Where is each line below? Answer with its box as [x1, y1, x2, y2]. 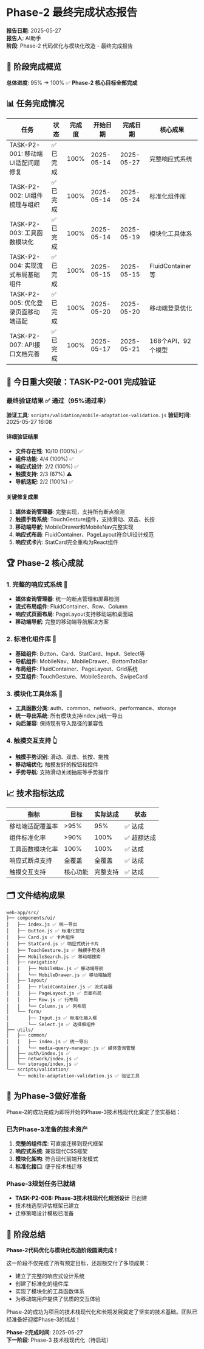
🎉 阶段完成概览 [6, 62, 62, 72]
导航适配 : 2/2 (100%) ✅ [15, 478, 74, 485]
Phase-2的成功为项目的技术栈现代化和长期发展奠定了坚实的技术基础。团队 [6, 1308, 192, 1316]
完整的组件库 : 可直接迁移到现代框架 [15, 1139, 104, 1147]
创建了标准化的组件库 [15, 1280, 69, 1287]
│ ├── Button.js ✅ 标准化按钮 [6, 928, 85, 934]
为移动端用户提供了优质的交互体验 [15, 1295, 101, 1303]
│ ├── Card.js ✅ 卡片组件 [6, 934, 75, 940]
